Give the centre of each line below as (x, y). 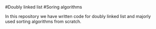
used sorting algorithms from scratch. (43, 22)
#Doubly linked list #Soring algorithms (44, 7)
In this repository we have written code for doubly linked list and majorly (78, 16)
